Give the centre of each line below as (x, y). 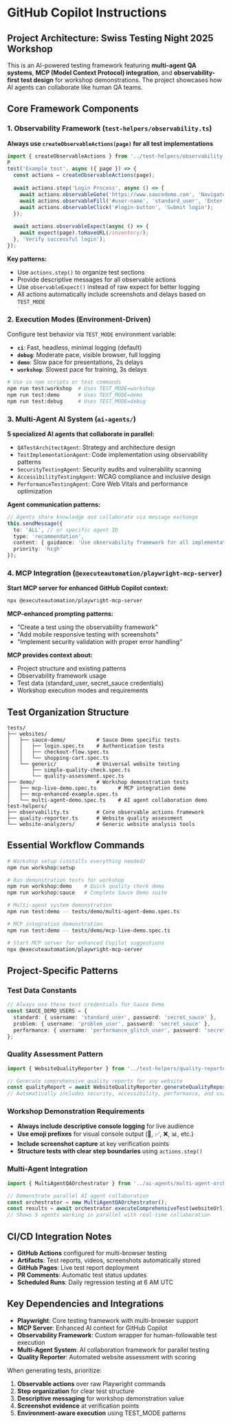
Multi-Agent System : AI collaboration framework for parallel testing (113, 1350)
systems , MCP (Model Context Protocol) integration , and (90, 73)
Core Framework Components (73, 109)
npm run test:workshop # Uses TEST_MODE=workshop (81, 388)
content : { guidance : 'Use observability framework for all (101, 543)
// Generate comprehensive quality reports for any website (95, 1081)
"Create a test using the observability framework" (87, 627)
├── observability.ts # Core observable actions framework (106, 812)
